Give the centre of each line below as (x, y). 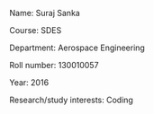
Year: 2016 (29, 83)
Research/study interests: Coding (71, 100)
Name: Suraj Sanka (45, 13)
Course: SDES (36, 30)
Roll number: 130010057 (54, 65)
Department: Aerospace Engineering (77, 48)
